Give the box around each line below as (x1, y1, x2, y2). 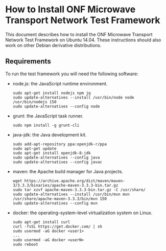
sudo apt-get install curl (12, 219, 70, 224)
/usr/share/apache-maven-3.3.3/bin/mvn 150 (12, 196, 107, 201)
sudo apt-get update (12, 146, 57, 151)
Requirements (5, 57, 51, 66)
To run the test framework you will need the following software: (5, 71, 139, 77)
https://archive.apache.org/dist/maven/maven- (24, 178, 125, 184)
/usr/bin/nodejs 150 (12, 99, 57, 104)
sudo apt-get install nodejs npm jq (12, 90, 91, 96)
